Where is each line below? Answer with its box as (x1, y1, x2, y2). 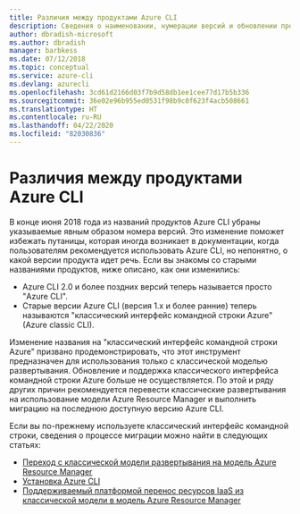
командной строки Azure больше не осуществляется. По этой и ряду (9, 375, 274, 385)
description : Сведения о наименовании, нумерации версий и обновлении (9, 21, 278, 30)
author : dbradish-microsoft (9, 29, 114, 38)
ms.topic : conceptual (9, 63, 90, 72)
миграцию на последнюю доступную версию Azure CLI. (9, 403, 225, 414)
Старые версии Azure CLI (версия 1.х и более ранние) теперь (21, 300, 257, 311)
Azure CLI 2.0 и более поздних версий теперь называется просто (21, 281, 272, 291)
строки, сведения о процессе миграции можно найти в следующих (9, 430, 268, 441)
